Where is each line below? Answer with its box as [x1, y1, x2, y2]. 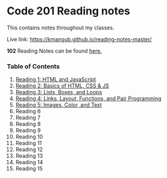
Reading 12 [15, 146, 43, 153]
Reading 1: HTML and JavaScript [15, 76, 96, 83]
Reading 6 [15, 108, 41, 115]
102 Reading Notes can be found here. [7, 47, 102, 55]
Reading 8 [15, 120, 41, 128]
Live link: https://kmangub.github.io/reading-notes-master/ [7, 35, 152, 43]
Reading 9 [15, 127, 41, 134]
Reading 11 [15, 140, 42, 147]
